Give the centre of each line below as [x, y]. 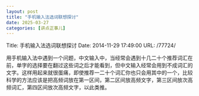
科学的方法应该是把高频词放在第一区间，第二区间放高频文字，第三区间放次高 [99, 80]
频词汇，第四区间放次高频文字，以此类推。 [58, 87]
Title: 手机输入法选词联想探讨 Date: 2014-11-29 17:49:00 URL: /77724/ [91, 45]
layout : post [22, 11]
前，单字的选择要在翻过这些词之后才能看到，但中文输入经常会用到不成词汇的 [99, 65]
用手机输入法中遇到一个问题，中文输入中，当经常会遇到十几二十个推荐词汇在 [99, 58]
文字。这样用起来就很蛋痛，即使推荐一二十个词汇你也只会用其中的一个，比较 [99, 73]
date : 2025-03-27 [28, 22]
